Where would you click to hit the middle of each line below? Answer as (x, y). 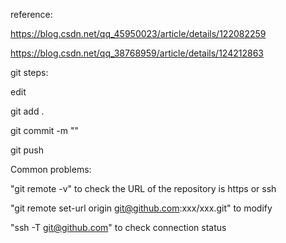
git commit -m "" (45, 130)
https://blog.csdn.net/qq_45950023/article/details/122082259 (138, 33)
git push (27, 150)
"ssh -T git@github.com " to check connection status (118, 227)
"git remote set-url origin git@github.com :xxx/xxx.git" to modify (141, 208)
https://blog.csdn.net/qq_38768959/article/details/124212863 (137, 53)
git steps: (29, 72)
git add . (27, 111)
